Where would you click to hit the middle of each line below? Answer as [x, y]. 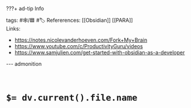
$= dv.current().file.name [72, 98]
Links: [13, 28]
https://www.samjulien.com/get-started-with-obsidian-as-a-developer [100, 53]
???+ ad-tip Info [25, 9]
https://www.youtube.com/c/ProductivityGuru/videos [79, 46]
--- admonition [24, 64]
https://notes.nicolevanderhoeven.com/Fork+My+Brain [81, 40]
